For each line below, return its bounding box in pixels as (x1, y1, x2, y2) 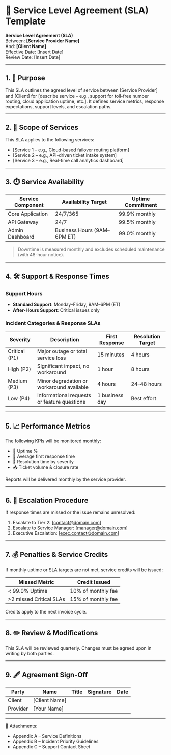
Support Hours (5, 290, 43, 297)
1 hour (97, 366, 113, 373)
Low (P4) (8, 395, 30, 403)
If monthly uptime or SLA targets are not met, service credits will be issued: (5, 567, 163, 573)
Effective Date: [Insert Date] (5, 49, 64, 55)
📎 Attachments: (5, 723, 38, 729)
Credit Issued (77, 578, 111, 585)
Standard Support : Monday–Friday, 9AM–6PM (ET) (12, 301, 121, 308)
